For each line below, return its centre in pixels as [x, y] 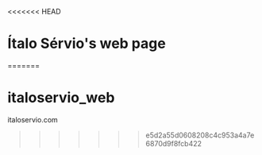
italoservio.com [33, 119]
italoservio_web [61, 98]
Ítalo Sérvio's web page [87, 44]
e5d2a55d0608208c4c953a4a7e [200, 135]
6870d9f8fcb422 [174, 143]
